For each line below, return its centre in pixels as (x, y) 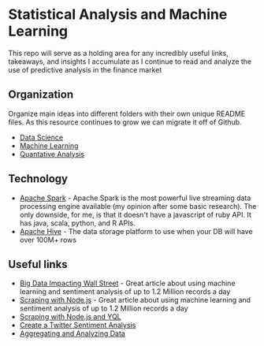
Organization (41, 95)
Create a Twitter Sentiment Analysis (78, 326)
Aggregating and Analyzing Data (73, 333)
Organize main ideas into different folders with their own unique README (127, 113)
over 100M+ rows (48, 240)
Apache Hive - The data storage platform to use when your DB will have (136, 231)
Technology (38, 179)
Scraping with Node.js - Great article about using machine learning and (135, 300)
